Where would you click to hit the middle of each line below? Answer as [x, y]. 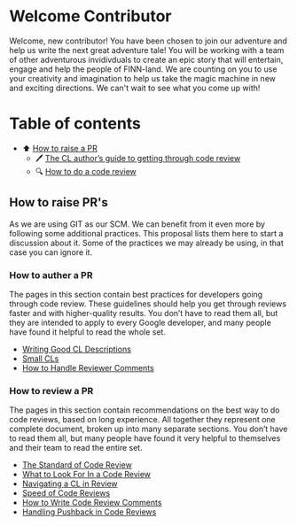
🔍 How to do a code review [86, 171]
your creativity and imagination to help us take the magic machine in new [143, 78]
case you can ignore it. [51, 252]
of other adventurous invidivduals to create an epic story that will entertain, [146, 59]
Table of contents [75, 124]
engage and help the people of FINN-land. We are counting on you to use [143, 69]
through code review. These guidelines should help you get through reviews [148, 304]
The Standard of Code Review [77, 465]
